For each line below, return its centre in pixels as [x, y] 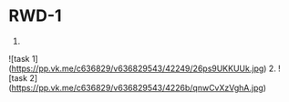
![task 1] [23, 58]
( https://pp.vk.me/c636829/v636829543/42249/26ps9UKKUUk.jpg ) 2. [143, 68]
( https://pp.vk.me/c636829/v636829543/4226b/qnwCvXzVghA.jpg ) [137, 87]
